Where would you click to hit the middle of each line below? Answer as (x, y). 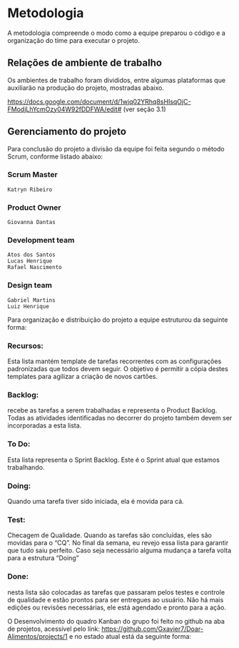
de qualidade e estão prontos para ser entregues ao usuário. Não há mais (116, 599)
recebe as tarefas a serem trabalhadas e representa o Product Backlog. (112, 410)
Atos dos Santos (31, 255)
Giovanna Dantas (31, 223)
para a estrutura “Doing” (44, 558)
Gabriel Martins (31, 300)
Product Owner (34, 207)
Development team (41, 241)
